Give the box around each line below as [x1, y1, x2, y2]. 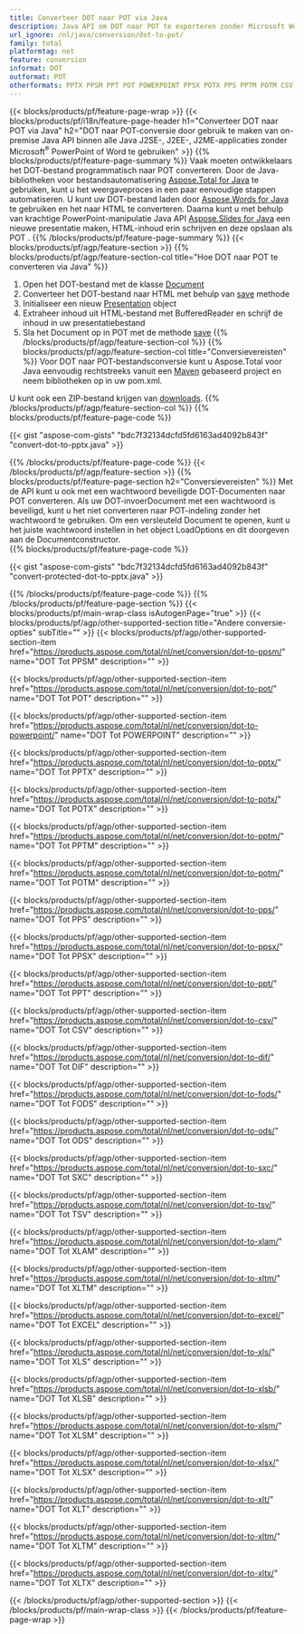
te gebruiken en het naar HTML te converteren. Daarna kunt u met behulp [9, 203, 283, 214]
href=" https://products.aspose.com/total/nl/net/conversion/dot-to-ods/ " [9, 1126, 279, 1137]
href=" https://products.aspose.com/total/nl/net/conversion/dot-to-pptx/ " [9, 757, 282, 768]
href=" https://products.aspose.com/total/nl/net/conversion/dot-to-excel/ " [9, 1310, 285, 1321]
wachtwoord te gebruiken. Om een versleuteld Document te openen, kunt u [9, 514, 291, 526]
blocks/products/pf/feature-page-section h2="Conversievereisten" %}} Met [9, 476, 293, 487]
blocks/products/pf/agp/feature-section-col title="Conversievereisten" [22, 347, 287, 357]
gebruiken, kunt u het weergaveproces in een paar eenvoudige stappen [9, 184, 276, 195]
